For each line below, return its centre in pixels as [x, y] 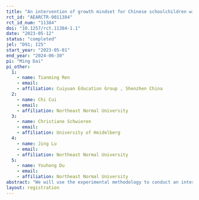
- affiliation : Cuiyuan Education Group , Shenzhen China [90, 89]
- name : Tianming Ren [43, 78]
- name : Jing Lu [37, 143]
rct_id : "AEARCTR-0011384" [39, 17]
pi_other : [18, 67]
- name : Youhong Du [41, 166]
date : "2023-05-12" [30, 34]
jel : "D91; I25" [26, 45]
